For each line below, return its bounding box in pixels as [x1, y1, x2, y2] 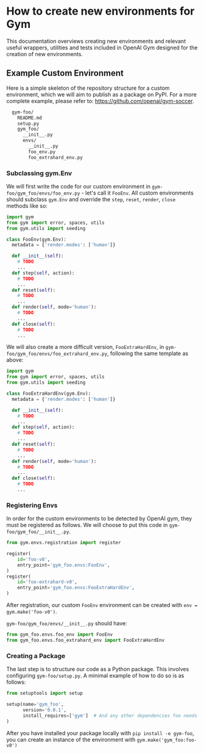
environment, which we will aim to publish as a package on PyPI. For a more [6, 90, 197, 98]
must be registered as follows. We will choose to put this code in [6, 522, 168, 529]
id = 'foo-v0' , [17, 556, 51, 562]
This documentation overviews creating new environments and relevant [6, 37, 186, 45]
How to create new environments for [6, 4, 195, 18]
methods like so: [6, 202, 47, 209]
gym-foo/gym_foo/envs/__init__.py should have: [6, 620, 127, 627]
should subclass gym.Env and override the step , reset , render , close [6, 195, 176, 203]
